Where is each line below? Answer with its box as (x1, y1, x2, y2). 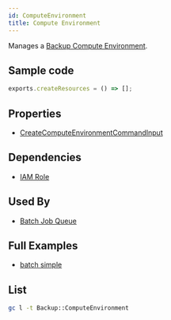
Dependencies (8, 151, 82, 164)
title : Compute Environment (8, 19, 101, 27)
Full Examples (8, 239, 78, 253)
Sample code (8, 64, 74, 77)
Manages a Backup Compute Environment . (8, 40, 148, 50)
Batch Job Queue (19, 216, 77, 226)
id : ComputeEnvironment (8, 11, 87, 20)
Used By (8, 195, 51, 209)
